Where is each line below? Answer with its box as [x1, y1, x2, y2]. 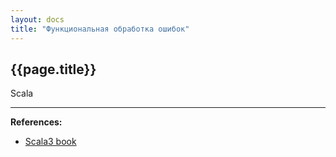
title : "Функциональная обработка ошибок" [10, 24, 190, 34]
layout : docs [10, 14, 65, 25]
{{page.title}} [10, 61, 97, 78]
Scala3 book [24, 136, 77, 148]
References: [10, 116, 63, 128]
